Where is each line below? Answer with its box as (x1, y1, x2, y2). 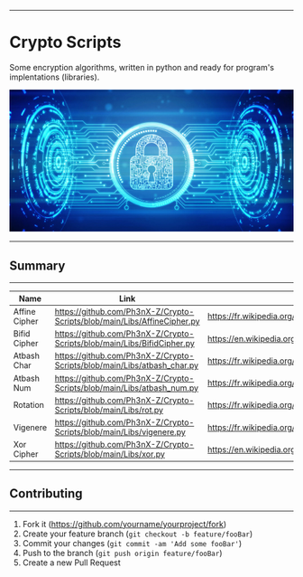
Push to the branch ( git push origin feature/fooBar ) (22, 547, 223, 558)
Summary (9, 258, 66, 273)
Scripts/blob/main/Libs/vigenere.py (54, 427, 187, 438)
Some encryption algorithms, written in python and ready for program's (9, 61, 275, 72)
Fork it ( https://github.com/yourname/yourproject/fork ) (22, 518, 227, 529)
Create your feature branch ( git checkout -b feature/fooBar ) (22, 528, 253, 539)
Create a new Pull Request (22, 557, 122, 568)
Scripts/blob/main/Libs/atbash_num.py (54, 382, 199, 393)
